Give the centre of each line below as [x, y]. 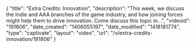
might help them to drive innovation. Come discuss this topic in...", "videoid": [98, 21]
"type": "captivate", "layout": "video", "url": [58, 33]
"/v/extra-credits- [132, 33]
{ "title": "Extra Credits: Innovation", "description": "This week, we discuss [95, 8]
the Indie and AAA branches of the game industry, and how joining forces [94, 14]
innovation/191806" [29, 39]
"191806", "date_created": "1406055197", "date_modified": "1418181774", [93, 27]
